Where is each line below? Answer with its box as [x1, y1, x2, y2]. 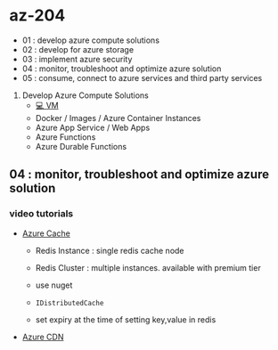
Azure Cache [21, 228, 71, 239]
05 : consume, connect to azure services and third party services [21, 72, 263, 83]
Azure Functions [35, 131, 96, 142]
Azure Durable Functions [35, 141, 127, 151]
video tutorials [9, 208, 74, 220]
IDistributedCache [35, 298, 104, 307]
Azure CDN [21, 331, 64, 342]
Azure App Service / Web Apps [35, 122, 151, 133]
